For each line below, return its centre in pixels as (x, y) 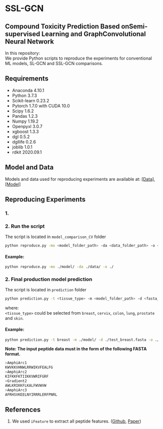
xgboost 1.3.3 (25, 131)
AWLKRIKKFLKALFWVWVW (26, 385)
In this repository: (23, 53)
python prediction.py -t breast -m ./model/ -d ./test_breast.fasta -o (79, 340)
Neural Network (30, 41)
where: (12, 308)
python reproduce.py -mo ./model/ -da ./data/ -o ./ (59, 267)
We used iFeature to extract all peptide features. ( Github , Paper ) (77, 421)
